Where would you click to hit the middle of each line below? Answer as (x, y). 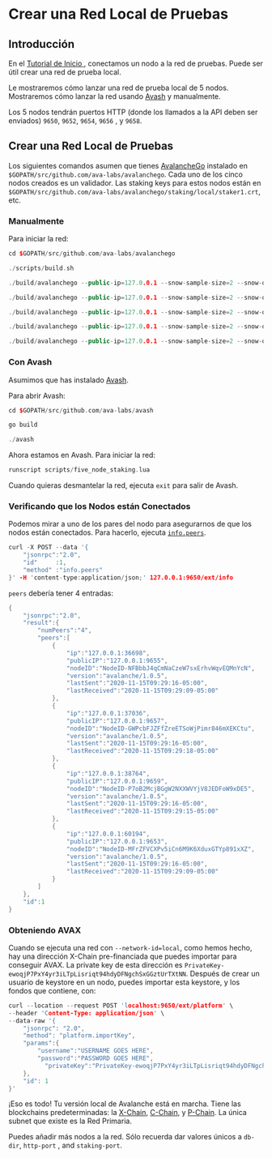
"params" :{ (41, 1043)
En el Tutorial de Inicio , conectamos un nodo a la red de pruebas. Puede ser (136, 63)
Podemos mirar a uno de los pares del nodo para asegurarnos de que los (130, 524)
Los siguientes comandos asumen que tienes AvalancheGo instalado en (128, 165)
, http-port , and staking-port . (71, 1145)
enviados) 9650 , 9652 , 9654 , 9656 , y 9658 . (75, 121)
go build (23, 425)
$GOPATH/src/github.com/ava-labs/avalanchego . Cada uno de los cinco (125, 174)
